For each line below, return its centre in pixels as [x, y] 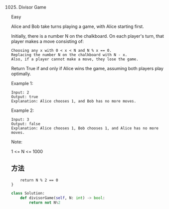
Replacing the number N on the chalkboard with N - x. [69, 55]
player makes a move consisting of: [48, 41]
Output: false [26, 124]
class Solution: [28, 193]
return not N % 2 [45, 203]
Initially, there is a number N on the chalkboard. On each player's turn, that [87, 36]
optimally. [21, 74]
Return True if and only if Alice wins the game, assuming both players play [87, 68]
